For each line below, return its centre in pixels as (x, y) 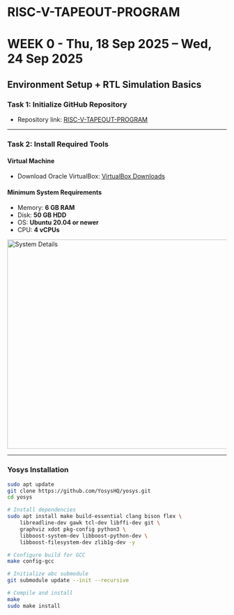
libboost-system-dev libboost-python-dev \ (84, 536)
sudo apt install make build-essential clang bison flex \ (95, 517)
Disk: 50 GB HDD (42, 215)
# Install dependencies (42, 510)
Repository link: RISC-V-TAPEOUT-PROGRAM (83, 120)
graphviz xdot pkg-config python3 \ (73, 529)
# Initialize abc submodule (48, 574)
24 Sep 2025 (45, 59)
